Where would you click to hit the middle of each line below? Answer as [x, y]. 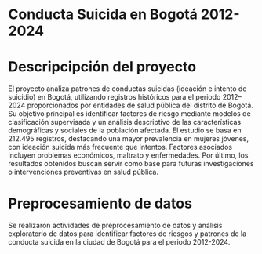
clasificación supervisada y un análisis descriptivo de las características [125, 122]
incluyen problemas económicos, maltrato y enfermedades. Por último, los [128, 155]
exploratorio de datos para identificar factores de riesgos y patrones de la [127, 234]
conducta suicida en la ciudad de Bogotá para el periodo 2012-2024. [119, 242]
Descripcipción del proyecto [102, 67]
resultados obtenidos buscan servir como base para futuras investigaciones [131, 164]
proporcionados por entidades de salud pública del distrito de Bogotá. [140, 105]
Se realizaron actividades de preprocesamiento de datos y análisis [115, 226]
